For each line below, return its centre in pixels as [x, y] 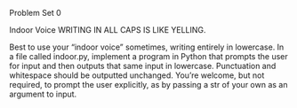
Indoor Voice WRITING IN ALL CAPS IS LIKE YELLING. [108, 30]
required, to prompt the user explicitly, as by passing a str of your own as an [148, 85]
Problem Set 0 [36, 13]
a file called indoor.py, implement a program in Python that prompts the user [148, 56]
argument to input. [43, 94]
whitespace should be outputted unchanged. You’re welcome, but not [137, 75]
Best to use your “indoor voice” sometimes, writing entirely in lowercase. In [147, 47]
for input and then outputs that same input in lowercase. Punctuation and [143, 66]
